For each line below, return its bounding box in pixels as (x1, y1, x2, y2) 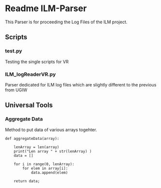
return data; (14, 178, 40, 184)
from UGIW (5, 87, 28, 93)
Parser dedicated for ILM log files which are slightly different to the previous (5, 82, 157, 87)
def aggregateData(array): (5, 136, 59, 141)
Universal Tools (5, 101, 53, 109)
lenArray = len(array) (14, 144, 59, 150)
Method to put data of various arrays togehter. (5, 127, 97, 133)
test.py (5, 48, 23, 54)
